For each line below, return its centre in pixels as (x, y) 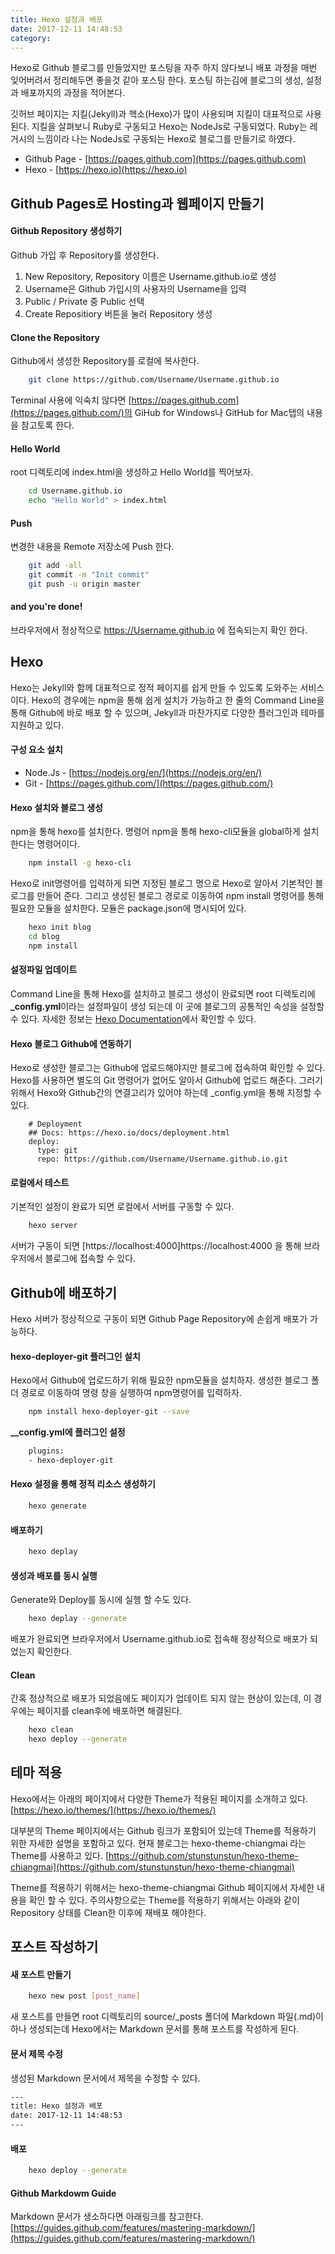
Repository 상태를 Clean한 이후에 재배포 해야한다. (108, 1912)
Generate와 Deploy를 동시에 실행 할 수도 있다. (101, 1600)
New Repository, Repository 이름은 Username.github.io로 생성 (150, 276)
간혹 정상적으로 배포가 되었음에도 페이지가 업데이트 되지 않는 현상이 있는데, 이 (161, 1698)
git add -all (55, 566)
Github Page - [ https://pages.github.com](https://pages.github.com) (165, 159)
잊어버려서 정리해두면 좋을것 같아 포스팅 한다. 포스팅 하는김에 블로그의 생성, (157, 80)
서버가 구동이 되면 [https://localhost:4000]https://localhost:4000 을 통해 (156, 1246)
